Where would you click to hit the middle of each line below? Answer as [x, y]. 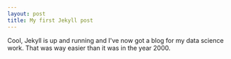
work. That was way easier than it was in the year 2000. [89, 48]
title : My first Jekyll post [50, 20]
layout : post [27, 14]
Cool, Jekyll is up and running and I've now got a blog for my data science [116, 40]
